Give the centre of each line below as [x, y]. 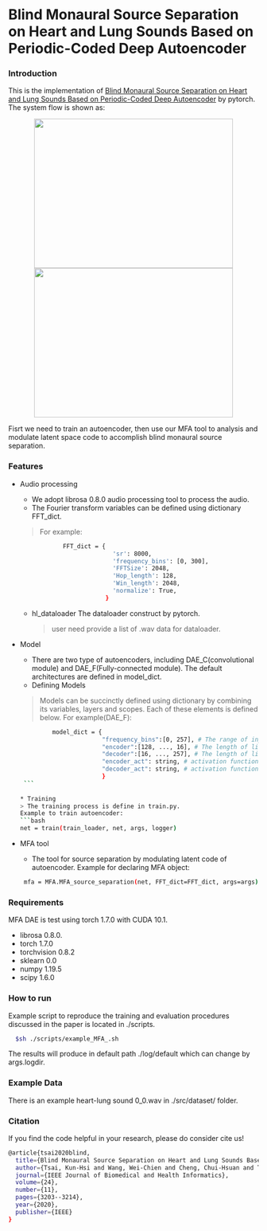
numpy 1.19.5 [41, 969]
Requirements [36, 902]
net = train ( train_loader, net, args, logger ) [98, 829]
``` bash [32, 821]
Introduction [33, 73]
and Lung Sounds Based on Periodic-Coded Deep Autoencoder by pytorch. [132, 99]
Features [26, 466]
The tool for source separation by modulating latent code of [129, 859]
